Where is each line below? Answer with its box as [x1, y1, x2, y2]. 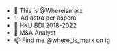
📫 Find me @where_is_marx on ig [13, 36, 111, 44]
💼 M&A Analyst [13, 29, 56, 37]
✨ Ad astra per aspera [13, 14, 77, 22]
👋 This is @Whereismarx [13, 7, 83, 14]
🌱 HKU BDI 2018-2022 [13, 21, 77, 29]
